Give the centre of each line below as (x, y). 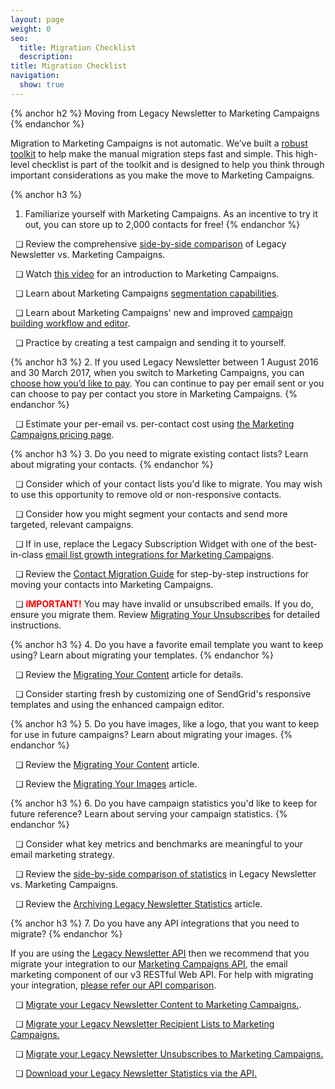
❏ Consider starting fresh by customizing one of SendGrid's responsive (163, 693)
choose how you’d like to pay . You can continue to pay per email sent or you (167, 383)
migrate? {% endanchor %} (66, 933)
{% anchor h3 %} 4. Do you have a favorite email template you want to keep (167, 644)
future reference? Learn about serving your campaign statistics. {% (149, 813)
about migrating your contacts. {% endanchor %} (112, 464)
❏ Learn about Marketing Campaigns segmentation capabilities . (147, 293)
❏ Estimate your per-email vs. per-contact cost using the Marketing (154, 423)
